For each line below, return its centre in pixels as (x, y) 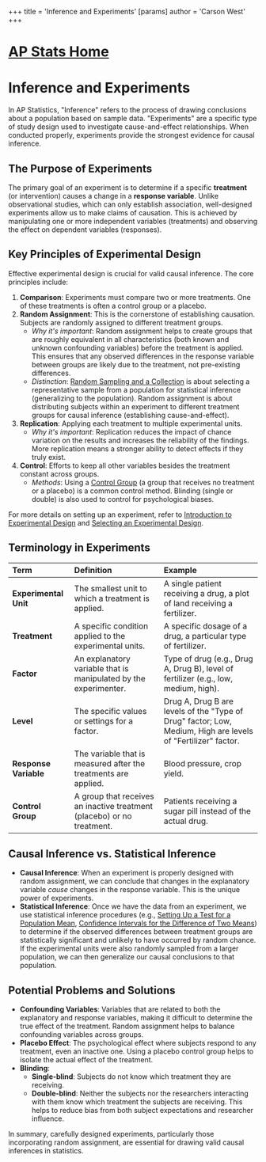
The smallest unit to (111, 588)
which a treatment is (112, 598)
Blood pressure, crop (202, 763)
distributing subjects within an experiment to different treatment (135, 406)
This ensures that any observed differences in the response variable (143, 356)
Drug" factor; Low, (198, 721)
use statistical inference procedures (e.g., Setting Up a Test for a (125, 915)
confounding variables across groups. (82, 1035)
